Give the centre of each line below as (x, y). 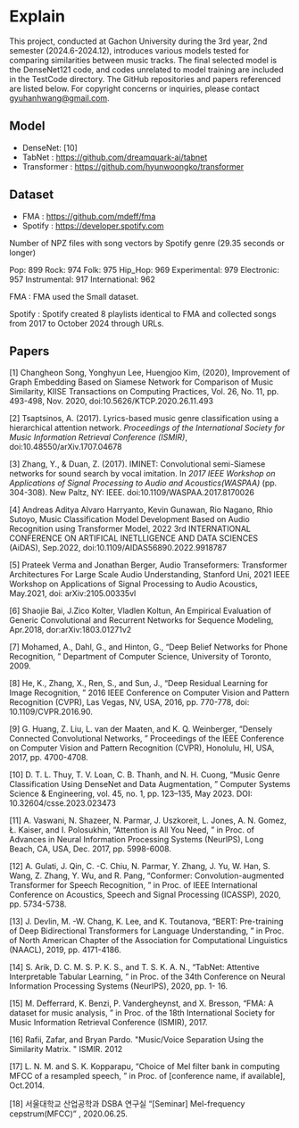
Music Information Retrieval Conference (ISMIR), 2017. (108, 1023)
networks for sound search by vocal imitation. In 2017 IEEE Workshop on (142, 474)
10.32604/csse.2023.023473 (62, 803)
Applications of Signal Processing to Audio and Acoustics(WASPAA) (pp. (143, 483)
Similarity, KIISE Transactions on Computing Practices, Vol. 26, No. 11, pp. (144, 392)
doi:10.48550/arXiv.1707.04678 (66, 447)
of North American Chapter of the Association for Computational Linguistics (149, 941)
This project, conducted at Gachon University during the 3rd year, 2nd (138, 41)
